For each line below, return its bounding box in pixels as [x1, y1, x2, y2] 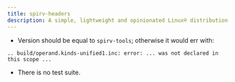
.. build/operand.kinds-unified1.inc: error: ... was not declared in [7, 50, 219, 57]
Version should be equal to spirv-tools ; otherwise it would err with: [17, 36, 215, 44]
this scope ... [7, 55, 52, 63]
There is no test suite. [17, 68, 81, 76]
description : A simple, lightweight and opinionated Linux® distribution [7, 17, 229, 24]
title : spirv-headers [7, 10, 71, 18]
